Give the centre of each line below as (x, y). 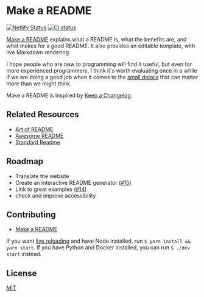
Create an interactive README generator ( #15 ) (73, 182)
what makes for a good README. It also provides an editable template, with (101, 46)
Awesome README (39, 135)
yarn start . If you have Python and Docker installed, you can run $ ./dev (98, 248)
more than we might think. (39, 84)
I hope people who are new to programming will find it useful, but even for (99, 64)
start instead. (24, 254)
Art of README (34, 129)
